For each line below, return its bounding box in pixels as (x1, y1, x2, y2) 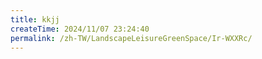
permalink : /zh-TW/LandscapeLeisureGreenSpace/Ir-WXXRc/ (10, 33, 253, 43)
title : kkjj (10, 14, 60, 25)
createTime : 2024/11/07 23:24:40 (10, 24, 150, 34)
